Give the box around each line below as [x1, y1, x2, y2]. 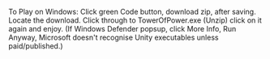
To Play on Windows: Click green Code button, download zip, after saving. [8, 7, 257, 16]
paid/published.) [8, 41, 63, 51]
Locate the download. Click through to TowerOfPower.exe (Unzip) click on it [8, 15, 262, 25]
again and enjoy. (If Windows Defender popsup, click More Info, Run [8, 24, 237, 33]
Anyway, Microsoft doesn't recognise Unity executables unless [8, 32, 219, 42]
